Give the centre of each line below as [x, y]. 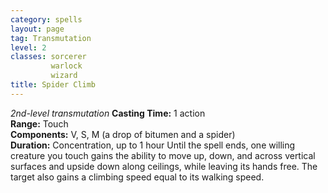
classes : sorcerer [48, 57]
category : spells [46, 19]
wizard [64, 76]
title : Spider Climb [53, 85]
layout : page [37, 29]
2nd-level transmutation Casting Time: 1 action [108, 113]
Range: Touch [39, 123]
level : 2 [28, 47]
